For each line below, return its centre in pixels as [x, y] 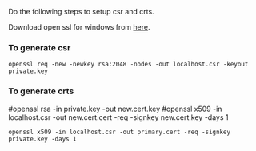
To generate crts [41, 91]
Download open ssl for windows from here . [79, 27]
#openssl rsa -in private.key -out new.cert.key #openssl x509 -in [115, 109]
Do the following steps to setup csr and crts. [81, 12]
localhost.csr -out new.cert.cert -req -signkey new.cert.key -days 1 [118, 117]
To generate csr [40, 47]
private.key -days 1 [43, 139]
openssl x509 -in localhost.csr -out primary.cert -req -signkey [119, 132]
